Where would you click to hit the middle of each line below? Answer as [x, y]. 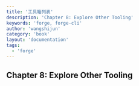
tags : [13, 46]
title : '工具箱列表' [30, 12]
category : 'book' [28, 34]
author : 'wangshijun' [34, 29]
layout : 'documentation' [37, 40]
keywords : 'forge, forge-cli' [44, 23]
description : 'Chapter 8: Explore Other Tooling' [70, 17]
